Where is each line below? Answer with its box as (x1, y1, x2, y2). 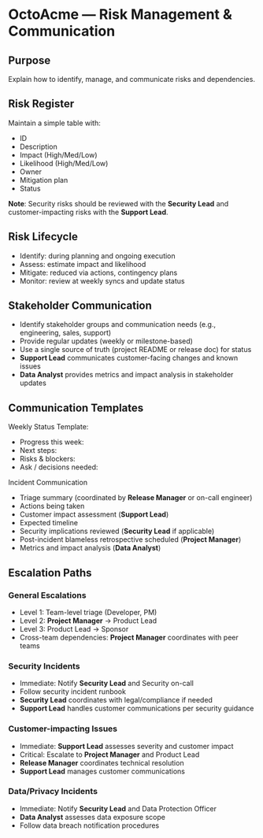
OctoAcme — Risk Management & (8, 6, 232, 24)
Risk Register (8, 97, 75, 111)
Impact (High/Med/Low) (19, 150, 98, 159)
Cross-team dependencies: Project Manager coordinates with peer (19, 632, 239, 642)
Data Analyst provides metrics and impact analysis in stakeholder (19, 370, 234, 380)
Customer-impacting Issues (8, 723, 118, 734)
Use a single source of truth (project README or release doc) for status (19, 345, 252, 354)
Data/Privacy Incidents (8, 786, 98, 797)
